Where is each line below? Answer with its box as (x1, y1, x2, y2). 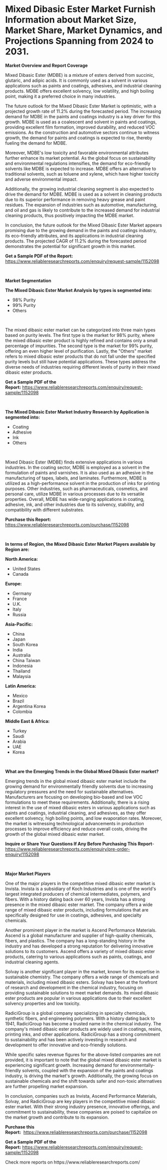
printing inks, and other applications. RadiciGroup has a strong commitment (5, 1031, 161, 1037)
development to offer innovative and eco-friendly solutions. (5, 1042, 127, 1048)
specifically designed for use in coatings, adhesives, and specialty (5, 912, 142, 918)
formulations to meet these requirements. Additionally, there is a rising (5, 799, 150, 805)
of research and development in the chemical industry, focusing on (5, 984, 143, 990)
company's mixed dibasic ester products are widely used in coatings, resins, (5, 1026, 163, 1032)
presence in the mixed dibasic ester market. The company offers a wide (5, 902, 153, 908)
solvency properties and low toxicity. (5, 1000, 81, 1006)
